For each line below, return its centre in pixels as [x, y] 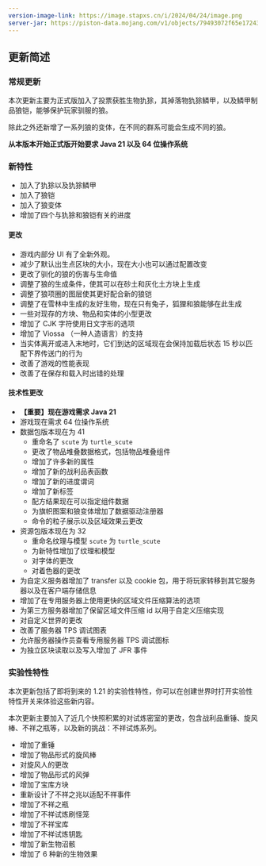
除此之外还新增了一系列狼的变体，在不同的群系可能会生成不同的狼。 [119, 127]
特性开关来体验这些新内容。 [53, 701]
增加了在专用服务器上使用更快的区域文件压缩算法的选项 [110, 600]
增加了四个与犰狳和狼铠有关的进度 [75, 215]
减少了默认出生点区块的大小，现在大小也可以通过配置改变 [113, 264]
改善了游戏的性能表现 [54, 363]
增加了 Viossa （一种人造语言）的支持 [81, 333]
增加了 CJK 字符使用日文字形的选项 [77, 323]
